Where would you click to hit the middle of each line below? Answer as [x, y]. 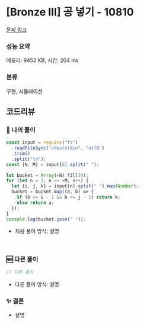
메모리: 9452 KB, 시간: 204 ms [42, 60]
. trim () [21, 153]
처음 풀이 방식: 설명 [37, 231]
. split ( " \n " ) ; [29, 159]
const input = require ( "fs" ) [42, 142]
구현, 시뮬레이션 [25, 91]
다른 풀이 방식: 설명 [37, 284]
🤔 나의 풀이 [21, 129]
